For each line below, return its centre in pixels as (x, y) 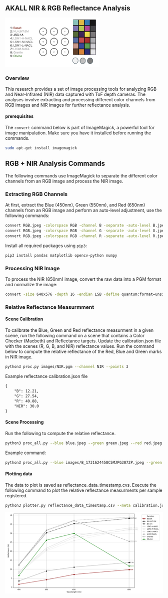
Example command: (25, 453)
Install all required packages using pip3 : (46, 246)
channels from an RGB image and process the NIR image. (64, 181)
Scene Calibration (24, 319)
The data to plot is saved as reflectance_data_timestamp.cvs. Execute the (81, 485)
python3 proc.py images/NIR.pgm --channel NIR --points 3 (67, 366)
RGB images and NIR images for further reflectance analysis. (68, 105)
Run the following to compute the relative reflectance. (60, 433)
